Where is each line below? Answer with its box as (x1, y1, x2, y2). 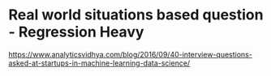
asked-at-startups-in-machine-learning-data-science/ (8, 58, 191, 68)
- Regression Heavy (8, 23, 144, 41)
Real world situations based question (8, 6, 264, 24)
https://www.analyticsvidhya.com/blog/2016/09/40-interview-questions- (8, 49, 253, 59)
